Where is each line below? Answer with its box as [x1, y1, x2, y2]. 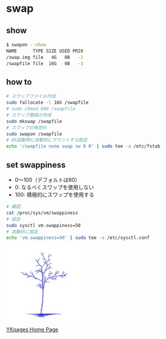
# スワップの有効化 [6, 124, 47, 130]
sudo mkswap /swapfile [6, 118, 62, 124]
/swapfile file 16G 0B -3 [6, 60, 84, 66]
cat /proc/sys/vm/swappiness [6, 210, 78, 216]
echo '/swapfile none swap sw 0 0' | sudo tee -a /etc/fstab [6, 143, 161, 149]
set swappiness [6, 159, 66, 170]
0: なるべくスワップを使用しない [14, 184, 94, 191]
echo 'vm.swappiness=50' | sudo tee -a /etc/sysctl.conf [6, 235, 150, 241]
